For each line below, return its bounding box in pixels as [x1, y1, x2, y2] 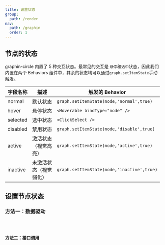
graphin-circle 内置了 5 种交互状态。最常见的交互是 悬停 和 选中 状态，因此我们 [5, 63, 159, 69]
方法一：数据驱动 [5, 208, 46, 215]
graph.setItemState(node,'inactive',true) [56, 167, 158, 172]
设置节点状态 [5, 192, 44, 201]
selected [7, 116, 28, 123]
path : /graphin [9, 26, 41, 31]
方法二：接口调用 [5, 235, 40, 241]
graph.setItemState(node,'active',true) [56, 143, 153, 148]
